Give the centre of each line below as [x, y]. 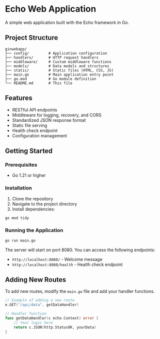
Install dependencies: [33, 209]
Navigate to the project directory [45, 204]
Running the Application [34, 230]
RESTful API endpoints [34, 110]
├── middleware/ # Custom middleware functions [58, 62]
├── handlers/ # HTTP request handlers [52, 57]
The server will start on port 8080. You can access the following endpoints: [80, 250]
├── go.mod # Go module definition [51, 79]
